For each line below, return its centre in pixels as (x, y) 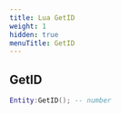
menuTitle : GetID (42, 43)
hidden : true (34, 34)
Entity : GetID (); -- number (60, 100)
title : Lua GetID (42, 18)
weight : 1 (28, 26)
